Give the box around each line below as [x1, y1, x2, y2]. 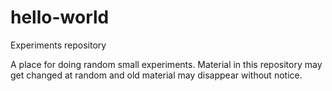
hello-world [10, 6, 110, 29]
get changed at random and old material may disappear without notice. [10, 69, 303, 81]
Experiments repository [10, 39, 107, 51]
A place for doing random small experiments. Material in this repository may [10, 58, 323, 70]
